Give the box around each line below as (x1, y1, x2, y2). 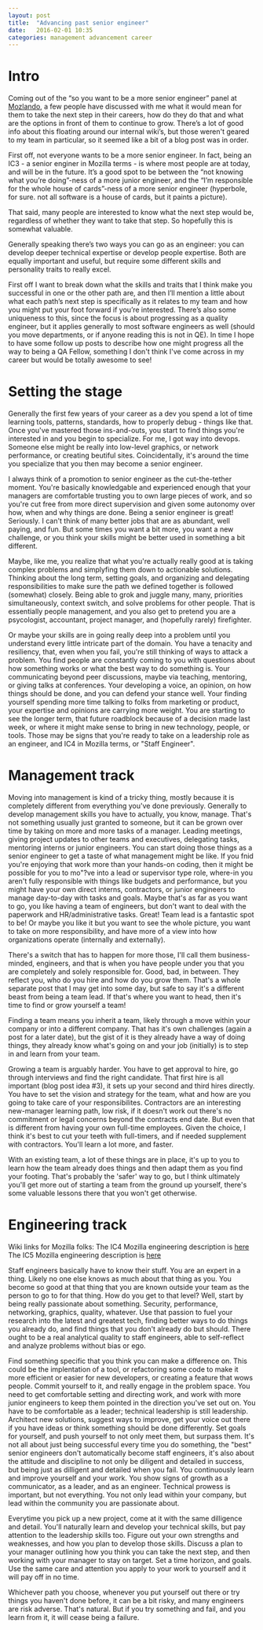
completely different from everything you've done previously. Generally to (8, 801, 247, 811)
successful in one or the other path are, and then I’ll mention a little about (8, 288, 245, 298)
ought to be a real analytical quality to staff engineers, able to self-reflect (8, 1332, 245, 1342)
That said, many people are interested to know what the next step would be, (8, 208, 254, 217)
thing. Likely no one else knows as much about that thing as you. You (8, 1274, 232, 1284)
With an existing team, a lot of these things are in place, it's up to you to (8, 1155, 240, 1165)
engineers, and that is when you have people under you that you (36, 958, 245, 969)
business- (217, 950, 250, 960)
